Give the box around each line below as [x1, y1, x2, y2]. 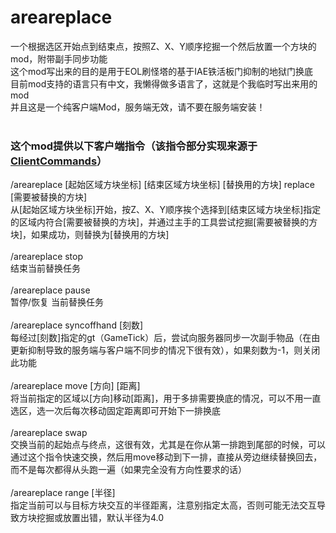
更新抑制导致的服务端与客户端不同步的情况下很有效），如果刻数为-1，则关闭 [10, 344, 321, 356]
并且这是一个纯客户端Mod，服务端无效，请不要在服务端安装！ [10, 101, 266, 113]
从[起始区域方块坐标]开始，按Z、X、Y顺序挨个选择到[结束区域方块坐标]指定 [10, 204, 322, 216]
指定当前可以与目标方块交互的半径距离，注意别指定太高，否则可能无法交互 [10, 499, 317, 511]
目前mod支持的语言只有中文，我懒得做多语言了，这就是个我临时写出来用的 [10, 77, 318, 90]
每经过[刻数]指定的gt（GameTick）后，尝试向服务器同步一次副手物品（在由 [10, 332, 321, 344]
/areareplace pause [10, 284, 91, 296]
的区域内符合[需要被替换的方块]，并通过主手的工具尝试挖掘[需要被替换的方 [10, 216, 318, 228]
